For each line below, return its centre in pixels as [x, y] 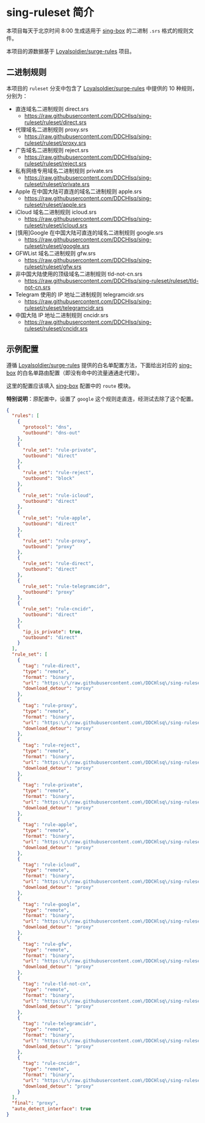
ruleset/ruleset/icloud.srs [56, 225]
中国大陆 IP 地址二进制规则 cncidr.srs [62, 315]
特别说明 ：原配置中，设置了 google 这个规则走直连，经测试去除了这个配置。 [102, 398]
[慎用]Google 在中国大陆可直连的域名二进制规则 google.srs [89, 232]
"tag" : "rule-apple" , [50, 825]
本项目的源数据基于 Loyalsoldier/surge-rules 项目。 [71, 51]
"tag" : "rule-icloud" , [51, 865]
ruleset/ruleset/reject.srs [55, 163]
